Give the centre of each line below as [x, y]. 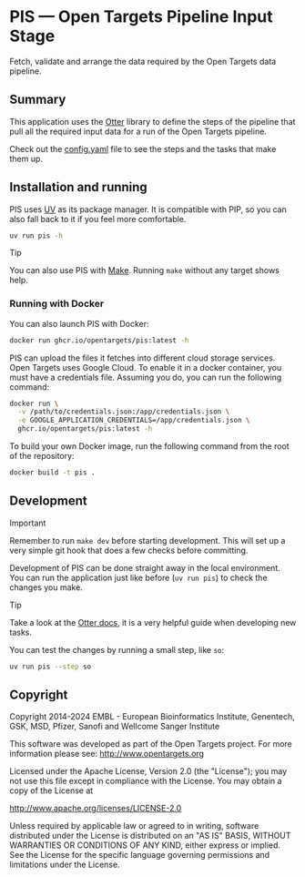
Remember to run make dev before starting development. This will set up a [147, 540]
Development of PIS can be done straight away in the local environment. [145, 567]
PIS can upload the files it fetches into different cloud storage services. [142, 358]
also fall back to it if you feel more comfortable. [98, 219]
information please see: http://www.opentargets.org [107, 754]
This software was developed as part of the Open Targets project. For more [151, 744]
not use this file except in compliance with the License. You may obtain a [146, 781]
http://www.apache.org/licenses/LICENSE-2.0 [96, 809]
